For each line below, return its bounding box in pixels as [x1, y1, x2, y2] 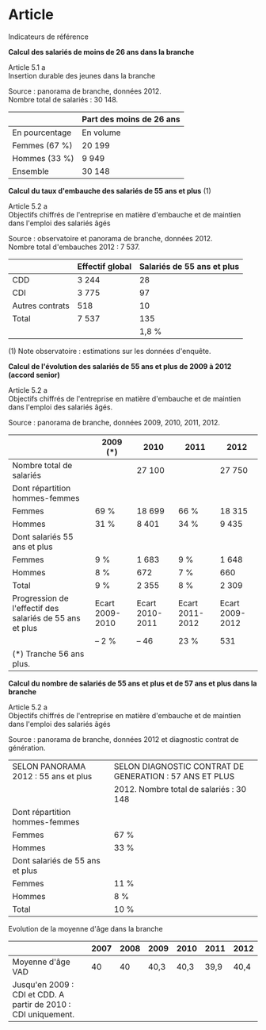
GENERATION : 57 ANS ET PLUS [113, 771, 235, 782]
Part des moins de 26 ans [82, 113, 180, 125]
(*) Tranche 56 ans [12, 648, 85, 659]
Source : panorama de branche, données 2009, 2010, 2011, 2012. [8, 417, 220, 427]
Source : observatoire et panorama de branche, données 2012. [8, 233, 213, 243]
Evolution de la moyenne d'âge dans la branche [8, 924, 164, 933]
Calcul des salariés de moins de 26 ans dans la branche [8, 47, 195, 56]
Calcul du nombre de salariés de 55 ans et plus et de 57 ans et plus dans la [8, 678, 257, 688]
